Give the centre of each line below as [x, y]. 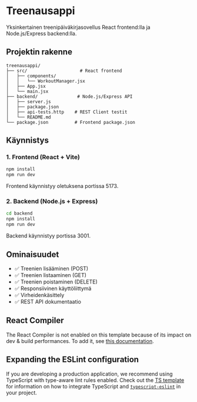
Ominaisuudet [33, 254]
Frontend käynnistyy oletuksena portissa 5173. [62, 186]
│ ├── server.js [29, 101]
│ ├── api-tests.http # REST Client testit [67, 112]
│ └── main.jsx [27, 91]
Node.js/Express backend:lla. [41, 33]
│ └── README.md [29, 117]
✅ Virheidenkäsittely [39, 295]
